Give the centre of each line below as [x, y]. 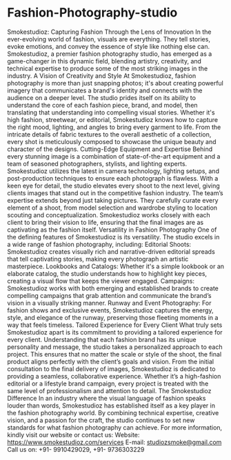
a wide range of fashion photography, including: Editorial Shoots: [99, 244]
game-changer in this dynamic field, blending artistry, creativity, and [104, 61]
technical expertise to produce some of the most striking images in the [108, 68]
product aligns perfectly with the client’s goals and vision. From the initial [111, 361]
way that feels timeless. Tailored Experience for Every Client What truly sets [115, 325]
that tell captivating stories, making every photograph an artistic [98, 259]
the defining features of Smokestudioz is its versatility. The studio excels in [113, 237]
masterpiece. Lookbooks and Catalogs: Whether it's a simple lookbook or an [116, 266]
